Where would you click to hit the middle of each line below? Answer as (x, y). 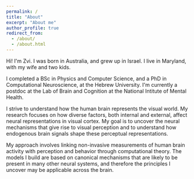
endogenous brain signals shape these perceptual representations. (87, 133)
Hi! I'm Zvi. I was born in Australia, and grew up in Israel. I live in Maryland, (96, 61)
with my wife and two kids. (39, 67)
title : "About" (25, 17)
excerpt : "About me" (31, 22)
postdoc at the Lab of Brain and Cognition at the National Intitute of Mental (96, 91)
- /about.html (29, 45)
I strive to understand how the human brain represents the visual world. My (97, 109)
